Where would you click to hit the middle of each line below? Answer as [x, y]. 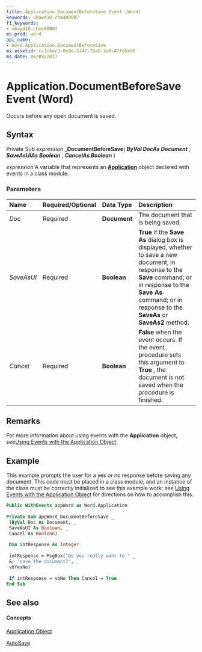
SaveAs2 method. [164, 322]
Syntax [20, 134]
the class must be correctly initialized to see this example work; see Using [98, 488]
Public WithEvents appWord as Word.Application [67, 506]
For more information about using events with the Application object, [92, 435]
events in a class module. [38, 174]
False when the [160, 332]
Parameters [23, 189]
